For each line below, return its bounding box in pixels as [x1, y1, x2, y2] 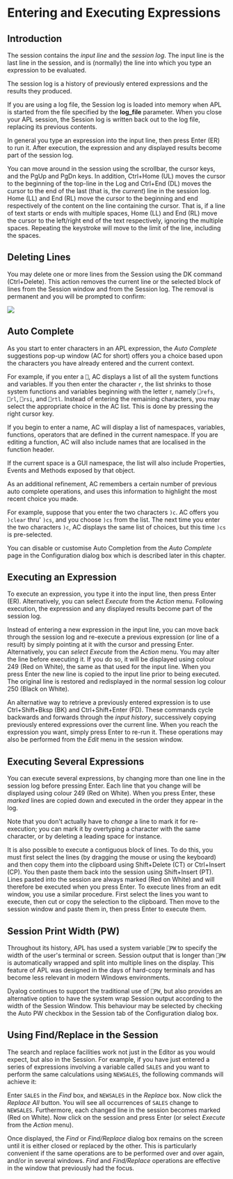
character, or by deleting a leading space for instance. [7, 832, 162, 841]
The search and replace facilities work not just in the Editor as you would [7, 1048, 216, 1056]
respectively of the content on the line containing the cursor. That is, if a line [7, 202, 226, 210]
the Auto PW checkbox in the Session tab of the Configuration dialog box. [7, 1009, 219, 1018]
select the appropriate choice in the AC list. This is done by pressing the [7, 402, 214, 410]
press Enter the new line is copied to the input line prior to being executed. [7, 670, 220, 678]
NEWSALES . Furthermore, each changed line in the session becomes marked [7, 1106, 220, 1114]
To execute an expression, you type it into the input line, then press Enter [7, 589, 216, 598]
